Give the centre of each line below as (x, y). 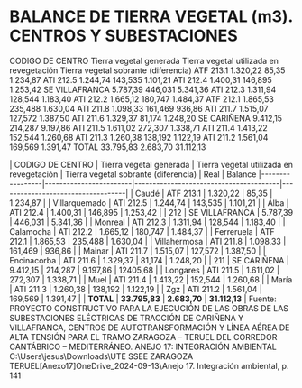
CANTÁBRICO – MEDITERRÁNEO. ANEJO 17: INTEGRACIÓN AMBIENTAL (143, 346)
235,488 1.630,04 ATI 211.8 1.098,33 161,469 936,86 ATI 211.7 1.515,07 (139, 108)
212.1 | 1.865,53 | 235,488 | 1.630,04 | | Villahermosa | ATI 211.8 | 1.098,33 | (148, 241)
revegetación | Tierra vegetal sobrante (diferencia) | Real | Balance (133, 174)
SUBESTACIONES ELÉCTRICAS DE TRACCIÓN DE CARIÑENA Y (127, 318)
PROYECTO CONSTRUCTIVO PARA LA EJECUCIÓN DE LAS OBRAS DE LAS (149, 308)
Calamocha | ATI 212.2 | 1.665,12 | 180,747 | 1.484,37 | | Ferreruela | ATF (142, 231)
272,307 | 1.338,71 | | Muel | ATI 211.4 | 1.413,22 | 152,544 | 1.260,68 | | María (151, 279)
